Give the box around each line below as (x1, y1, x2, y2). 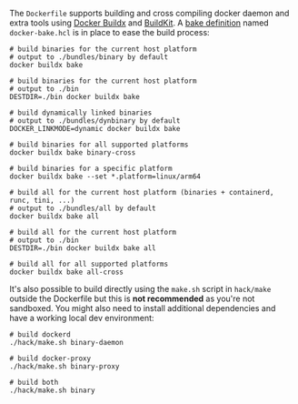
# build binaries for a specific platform (9, 164, 173, 173)
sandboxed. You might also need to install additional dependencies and (9, 303, 276, 313)
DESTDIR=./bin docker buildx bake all (9, 244, 156, 253)
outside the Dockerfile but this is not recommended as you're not (9, 293, 255, 304)
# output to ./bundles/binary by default (9, 53, 169, 62)
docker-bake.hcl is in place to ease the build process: (9, 27, 211, 37)
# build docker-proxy (9, 354, 92, 363)
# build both (9, 378, 59, 387)
